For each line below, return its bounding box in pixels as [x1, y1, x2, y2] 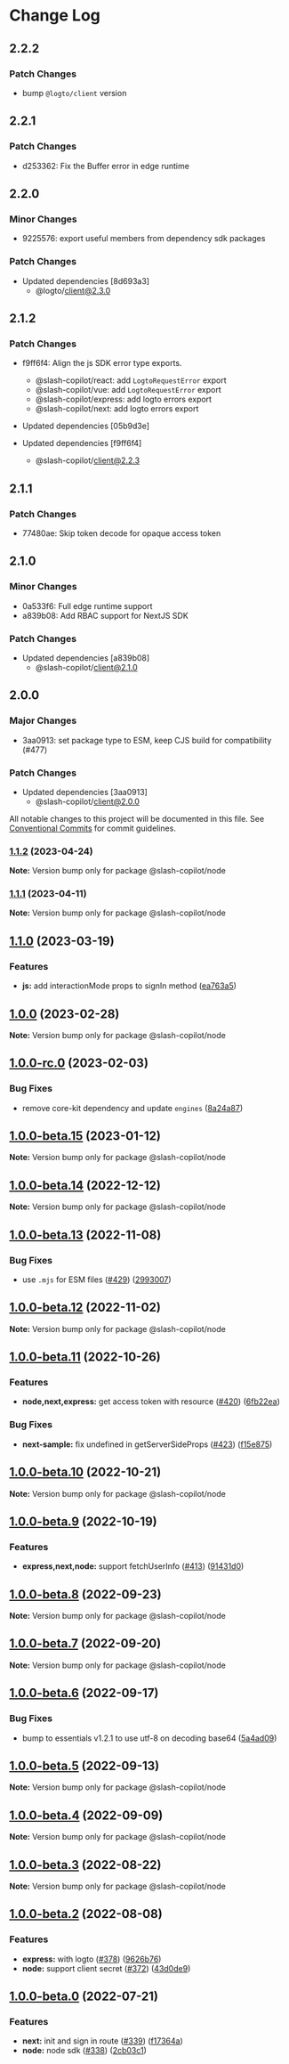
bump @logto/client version [21, 87, 127, 98]
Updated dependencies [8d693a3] [21, 275, 149, 286]
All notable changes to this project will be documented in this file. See [9, 813, 265, 824]
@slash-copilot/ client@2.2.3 [35, 455, 140, 466]
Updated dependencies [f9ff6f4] [21, 438, 142, 449]
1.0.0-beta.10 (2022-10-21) [9, 1465, 162, 1480]
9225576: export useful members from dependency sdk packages [21, 233, 266, 244]
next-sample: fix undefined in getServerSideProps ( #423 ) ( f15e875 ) [21, 1439, 273, 1450]
